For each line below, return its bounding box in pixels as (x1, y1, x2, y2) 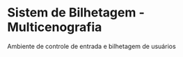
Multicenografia (7, 19, 102, 35)
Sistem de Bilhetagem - (7, 5, 145, 21)
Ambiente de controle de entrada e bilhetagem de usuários (7, 42, 176, 50)
